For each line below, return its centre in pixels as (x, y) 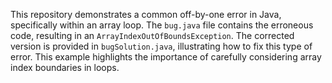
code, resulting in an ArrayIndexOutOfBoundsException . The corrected (152, 35)
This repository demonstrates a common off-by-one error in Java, (146, 14)
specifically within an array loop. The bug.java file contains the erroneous (162, 25)
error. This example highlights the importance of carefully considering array (166, 57)
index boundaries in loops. (65, 67)
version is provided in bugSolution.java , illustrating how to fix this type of (161, 46)
